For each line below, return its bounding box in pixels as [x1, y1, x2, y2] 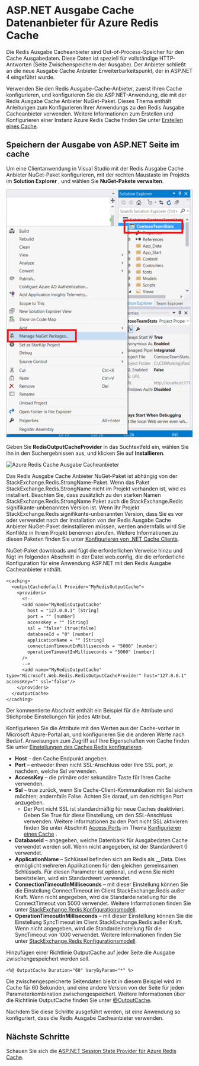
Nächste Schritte [6, 1032, 70, 1042]
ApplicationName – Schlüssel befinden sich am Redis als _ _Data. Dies [14, 856, 187, 863]
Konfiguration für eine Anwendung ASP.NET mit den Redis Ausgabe [6, 560, 172, 567]
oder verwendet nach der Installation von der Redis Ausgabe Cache [6, 516, 172, 524]
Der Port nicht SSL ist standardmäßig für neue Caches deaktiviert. [23, 805, 185, 813]
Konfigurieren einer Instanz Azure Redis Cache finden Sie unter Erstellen [6, 116, 184, 123]
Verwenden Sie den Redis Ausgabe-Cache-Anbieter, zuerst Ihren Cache [6, 85, 182, 92]
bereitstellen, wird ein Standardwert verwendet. [14, 875, 131, 882]
